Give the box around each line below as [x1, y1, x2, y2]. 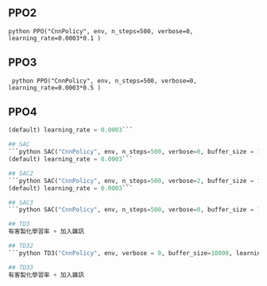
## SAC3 [8, 198, 34, 207]
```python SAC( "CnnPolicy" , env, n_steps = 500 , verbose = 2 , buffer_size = [8, 177, 254, 185]
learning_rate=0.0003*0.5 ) [8, 83, 102, 92]
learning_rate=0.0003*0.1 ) [8, 34, 102, 42]
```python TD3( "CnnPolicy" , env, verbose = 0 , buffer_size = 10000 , [8, 249, 233, 257]
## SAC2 [8, 170, 34, 177]
